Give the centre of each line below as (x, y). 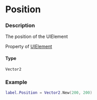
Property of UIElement (29, 47)
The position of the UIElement (37, 36)
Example (16, 82)
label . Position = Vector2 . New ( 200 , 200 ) (49, 93)
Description (20, 26)
